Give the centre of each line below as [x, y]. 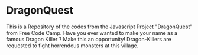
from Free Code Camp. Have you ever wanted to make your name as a [92, 33]
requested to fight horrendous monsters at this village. [72, 46]
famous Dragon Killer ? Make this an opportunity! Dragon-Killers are [89, 39]
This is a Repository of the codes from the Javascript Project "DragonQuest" [99, 27]
